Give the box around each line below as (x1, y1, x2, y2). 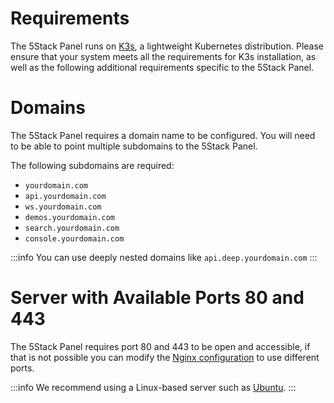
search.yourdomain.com (24, 223, 120, 233)
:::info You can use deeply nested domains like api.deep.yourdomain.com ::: (10, 251, 318, 263)
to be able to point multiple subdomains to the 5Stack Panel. (10, 140, 258, 152)
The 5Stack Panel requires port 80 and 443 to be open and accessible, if (10, 340, 311, 352)
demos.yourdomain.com (24, 212, 115, 222)
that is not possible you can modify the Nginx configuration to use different (10, 351, 320, 363)
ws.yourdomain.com (24, 202, 102, 212)
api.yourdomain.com (24, 191, 107, 201)
